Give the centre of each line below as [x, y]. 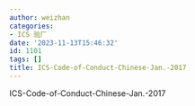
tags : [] [26, 59]
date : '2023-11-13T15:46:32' [64, 43]
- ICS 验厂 [28, 34]
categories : [31, 26]
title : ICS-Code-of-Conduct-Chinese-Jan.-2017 [98, 68]
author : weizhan [40, 18]
